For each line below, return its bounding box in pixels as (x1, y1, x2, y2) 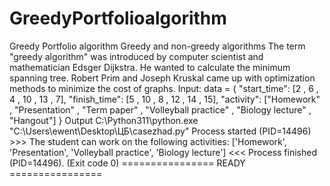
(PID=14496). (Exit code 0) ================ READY (9, 157, 246, 169)
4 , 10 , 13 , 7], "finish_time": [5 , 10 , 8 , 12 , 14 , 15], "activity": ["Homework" (9, 93, 321, 105)
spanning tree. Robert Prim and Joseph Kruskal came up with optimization (9, 72, 316, 84)
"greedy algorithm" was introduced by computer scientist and (9, 50, 264, 62)
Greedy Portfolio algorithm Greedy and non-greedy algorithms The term (9, 40, 306, 52)
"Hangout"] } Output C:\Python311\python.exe (9, 114, 199, 126)
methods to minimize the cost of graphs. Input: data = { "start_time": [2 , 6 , (9, 82, 319, 94)
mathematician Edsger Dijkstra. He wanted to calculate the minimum (9, 61, 291, 73)
